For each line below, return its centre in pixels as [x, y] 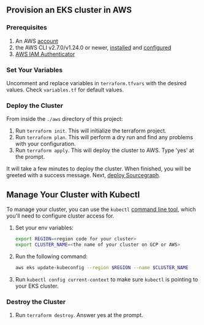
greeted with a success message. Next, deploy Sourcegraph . [83, 175]
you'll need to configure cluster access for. [60, 216]
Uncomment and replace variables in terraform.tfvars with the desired [96, 83]
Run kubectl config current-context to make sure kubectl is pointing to [107, 279]
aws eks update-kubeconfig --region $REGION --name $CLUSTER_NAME [102, 267]
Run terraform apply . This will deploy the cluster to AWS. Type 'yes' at [104, 150]
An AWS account [36, 41]
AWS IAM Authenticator [45, 54]
